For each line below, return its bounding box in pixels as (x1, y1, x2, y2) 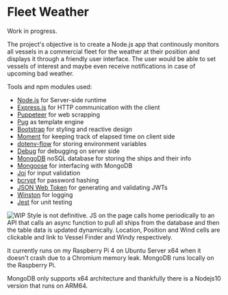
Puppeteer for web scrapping (16, 110, 101, 119)
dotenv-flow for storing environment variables (16, 139, 147, 147)
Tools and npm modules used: (7, 82, 92, 91)
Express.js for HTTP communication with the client (16, 103, 160, 111)
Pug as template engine (16, 117, 84, 126)
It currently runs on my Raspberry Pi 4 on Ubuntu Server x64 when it (7, 246, 201, 255)
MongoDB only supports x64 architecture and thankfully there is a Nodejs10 (7, 274, 221, 282)
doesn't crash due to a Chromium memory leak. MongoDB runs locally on (7, 253, 214, 261)
